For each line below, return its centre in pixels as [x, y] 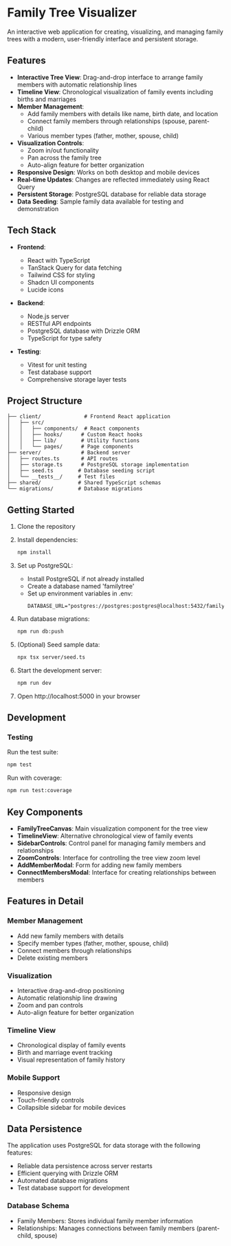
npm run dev [34, 683]
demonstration [38, 208]
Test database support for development [73, 1188]
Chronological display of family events [71, 1045]
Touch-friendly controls [51, 1100]
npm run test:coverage [40, 791]
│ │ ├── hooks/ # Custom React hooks [75, 435]
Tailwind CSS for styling [61, 275]
